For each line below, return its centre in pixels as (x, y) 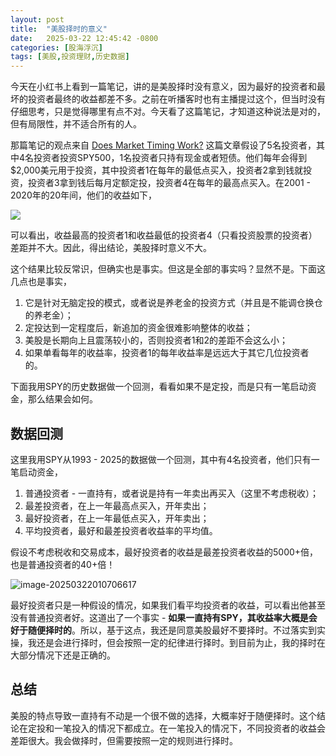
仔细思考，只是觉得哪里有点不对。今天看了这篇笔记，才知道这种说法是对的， (168, 112)
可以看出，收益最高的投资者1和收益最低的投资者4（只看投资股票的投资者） (164, 235)
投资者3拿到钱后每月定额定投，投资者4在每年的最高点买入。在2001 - (169, 183)
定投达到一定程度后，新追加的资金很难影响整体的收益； (138, 328)
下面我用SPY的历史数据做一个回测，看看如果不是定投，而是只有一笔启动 (159, 387)
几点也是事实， (41, 282)
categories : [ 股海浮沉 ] (56, 47)
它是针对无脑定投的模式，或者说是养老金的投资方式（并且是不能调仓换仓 (173, 303)
